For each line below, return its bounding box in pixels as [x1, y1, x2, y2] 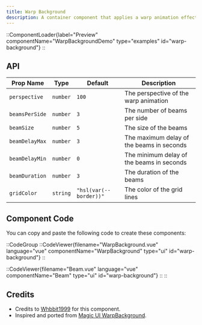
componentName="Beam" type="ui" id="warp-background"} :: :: [6, 272, 168, 279]
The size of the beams [124, 124, 188, 132]
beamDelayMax [9, 138, 47, 145]
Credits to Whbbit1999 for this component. [14, 305, 121, 312]
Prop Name [11, 79, 44, 87]
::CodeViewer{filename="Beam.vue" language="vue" [6, 265, 138, 273]
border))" [76, 193, 105, 200]
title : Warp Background [6, 8, 66, 15]
